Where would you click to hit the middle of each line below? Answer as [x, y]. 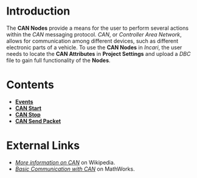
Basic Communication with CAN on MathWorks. [75, 169]
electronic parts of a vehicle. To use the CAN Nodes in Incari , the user [94, 47]
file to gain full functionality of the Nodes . [58, 60]
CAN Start [28, 108]
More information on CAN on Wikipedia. [65, 162]
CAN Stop [28, 114]
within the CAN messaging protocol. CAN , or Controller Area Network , [94, 34]
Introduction [38, 11]
